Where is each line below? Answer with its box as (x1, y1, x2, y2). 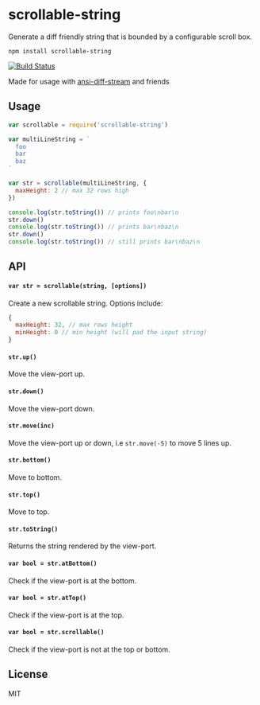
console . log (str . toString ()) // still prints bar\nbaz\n (8, 238, 201, 246)
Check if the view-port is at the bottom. (8, 575, 137, 586)
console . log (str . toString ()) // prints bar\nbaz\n (8, 223, 179, 232)
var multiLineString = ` (8, 135, 90, 143)
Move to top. (8, 507, 50, 516)
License (8, 668, 48, 681)
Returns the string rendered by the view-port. (8, 541, 157, 551)
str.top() (8, 491, 41, 499)
